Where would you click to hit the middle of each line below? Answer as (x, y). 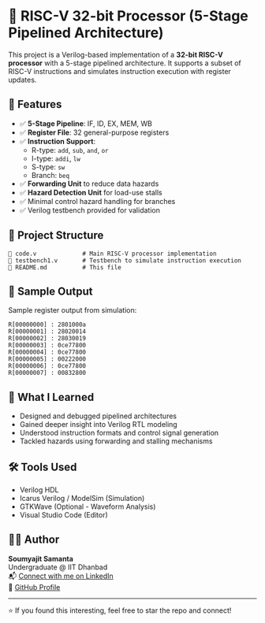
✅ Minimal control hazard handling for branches (97, 201)
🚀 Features (35, 104)
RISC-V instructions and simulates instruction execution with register (119, 71)
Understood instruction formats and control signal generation (119, 433)
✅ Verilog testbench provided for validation (90, 210)
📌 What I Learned (51, 397)
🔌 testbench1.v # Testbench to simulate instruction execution (125, 260)
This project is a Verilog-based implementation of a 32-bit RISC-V (116, 54)
